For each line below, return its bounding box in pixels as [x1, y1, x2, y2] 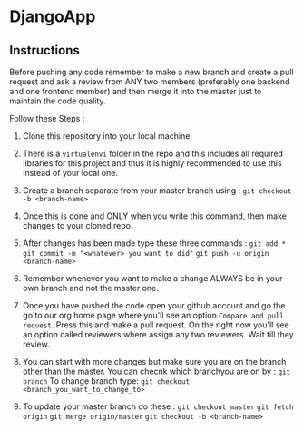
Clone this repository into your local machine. [22, 131, 193, 142]
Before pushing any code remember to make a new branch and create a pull [9, 66, 294, 77]
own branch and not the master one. [22, 283, 159, 293]
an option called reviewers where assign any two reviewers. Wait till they [22, 329, 295, 339]
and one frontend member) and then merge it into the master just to [9, 86, 262, 96]
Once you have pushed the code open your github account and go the [22, 300, 286, 310]
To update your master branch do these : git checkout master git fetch [22, 401, 294, 412]
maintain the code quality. [9, 95, 106, 106]
